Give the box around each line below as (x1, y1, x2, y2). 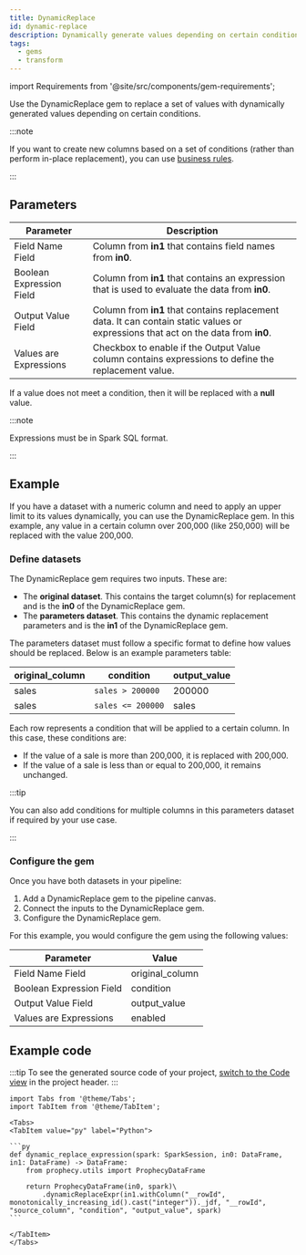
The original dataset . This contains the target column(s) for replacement (22, 590, 296, 602)
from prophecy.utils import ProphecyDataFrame (25, 1167, 206, 1176)
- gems (17, 47, 43, 57)
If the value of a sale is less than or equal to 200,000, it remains (22, 759, 261, 771)
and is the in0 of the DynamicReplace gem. (22, 600, 186, 611)
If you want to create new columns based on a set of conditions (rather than (9, 143, 294, 154)
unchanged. (22, 769, 68, 780)
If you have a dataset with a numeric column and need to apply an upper (9, 501, 281, 512)
